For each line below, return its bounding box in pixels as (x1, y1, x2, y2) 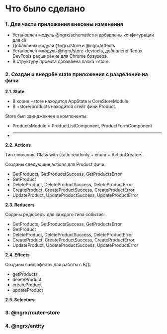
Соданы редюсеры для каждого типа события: (5, 211, 105, 217)
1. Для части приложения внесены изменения (5, 21, 123, 28)
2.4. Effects (5, 252, 30, 258)
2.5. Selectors (5, 297, 35, 303)
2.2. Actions (5, 142, 31, 148)
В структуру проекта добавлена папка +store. (12, 58, 110, 65)
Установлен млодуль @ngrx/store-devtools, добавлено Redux (12, 48, 143, 54)
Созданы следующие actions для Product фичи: (5, 161, 106, 167)
